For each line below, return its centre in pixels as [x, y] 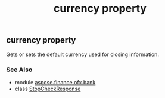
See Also [19, 70]
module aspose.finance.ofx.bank [55, 82]
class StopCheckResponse [48, 89]
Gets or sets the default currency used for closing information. [83, 54]
